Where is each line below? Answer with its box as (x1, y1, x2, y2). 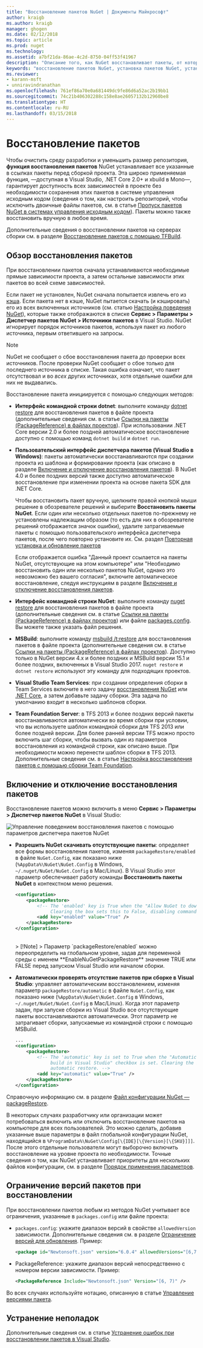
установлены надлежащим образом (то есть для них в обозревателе (14, 516, 195, 523)
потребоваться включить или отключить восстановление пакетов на (6, 1118, 185, 1125)
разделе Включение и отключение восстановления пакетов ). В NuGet (14, 466, 196, 473)
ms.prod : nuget (6, 43, 45, 49)
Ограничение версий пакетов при (6, 1181, 141, 1191)
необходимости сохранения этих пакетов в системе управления (6, 189, 174, 196)
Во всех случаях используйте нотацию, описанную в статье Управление (6, 1289, 195, 1296)
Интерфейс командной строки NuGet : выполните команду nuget (14, 598, 185, 605)
